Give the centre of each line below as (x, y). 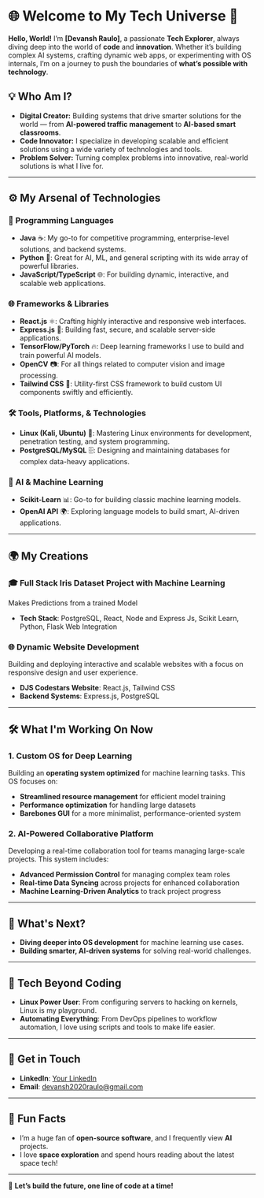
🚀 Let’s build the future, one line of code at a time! (91, 1185)
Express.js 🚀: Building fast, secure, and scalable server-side (117, 329)
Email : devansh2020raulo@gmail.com (81, 1086)
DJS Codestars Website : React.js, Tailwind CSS (97, 688)
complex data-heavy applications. (74, 462)
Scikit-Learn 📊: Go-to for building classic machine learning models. (130, 500)
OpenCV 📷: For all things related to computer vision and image (122, 364)
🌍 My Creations (48, 556)
